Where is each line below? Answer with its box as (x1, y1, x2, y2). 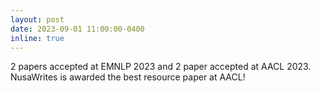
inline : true (10, 33, 65, 43)
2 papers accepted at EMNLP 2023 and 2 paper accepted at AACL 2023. (10, 61, 312, 73)
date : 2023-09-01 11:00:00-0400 (10, 24, 145, 34)
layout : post (10, 14, 65, 25)
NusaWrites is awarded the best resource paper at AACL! (10, 71, 246, 83)
